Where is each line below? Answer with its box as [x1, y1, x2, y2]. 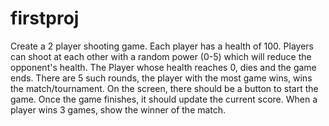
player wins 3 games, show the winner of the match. [10, 103, 227, 116]
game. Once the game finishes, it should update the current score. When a [10, 93, 318, 105]
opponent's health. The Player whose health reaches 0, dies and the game [10, 61, 317, 73]
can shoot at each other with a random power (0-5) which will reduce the [10, 50, 312, 62]
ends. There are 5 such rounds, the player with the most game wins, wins [10, 72, 313, 84]
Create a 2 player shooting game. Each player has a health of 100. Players [10, 40, 314, 52]
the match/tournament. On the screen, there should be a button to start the [10, 82, 319, 94]
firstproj [10, 7, 80, 30]
